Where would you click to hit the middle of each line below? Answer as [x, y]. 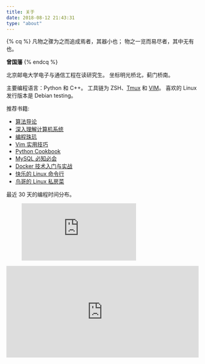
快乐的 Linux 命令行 [40, 174]
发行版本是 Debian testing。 [41, 96]
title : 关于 [20, 12]
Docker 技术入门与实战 [44, 166]
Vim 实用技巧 [32, 145]
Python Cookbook [38, 151]
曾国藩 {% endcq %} [32, 62]
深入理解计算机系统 [39, 129]
